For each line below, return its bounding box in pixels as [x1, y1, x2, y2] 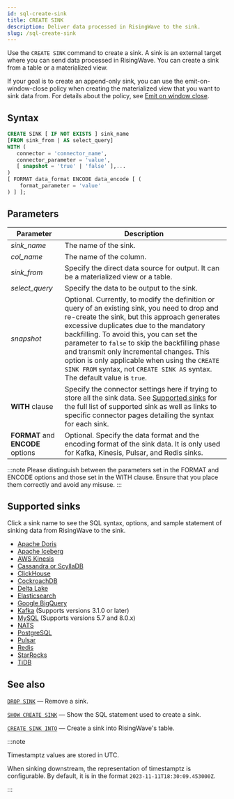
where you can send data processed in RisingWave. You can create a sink [7, 56, 219, 65]
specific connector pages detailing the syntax [64, 410, 214, 420]
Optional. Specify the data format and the [64, 430, 200, 440]
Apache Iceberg [17, 548, 64, 556]
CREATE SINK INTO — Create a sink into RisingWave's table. [7, 724, 175, 732]
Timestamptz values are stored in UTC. [7, 751, 120, 759]
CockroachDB [17, 577, 58, 585]
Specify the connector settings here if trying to [64, 384, 217, 394]
